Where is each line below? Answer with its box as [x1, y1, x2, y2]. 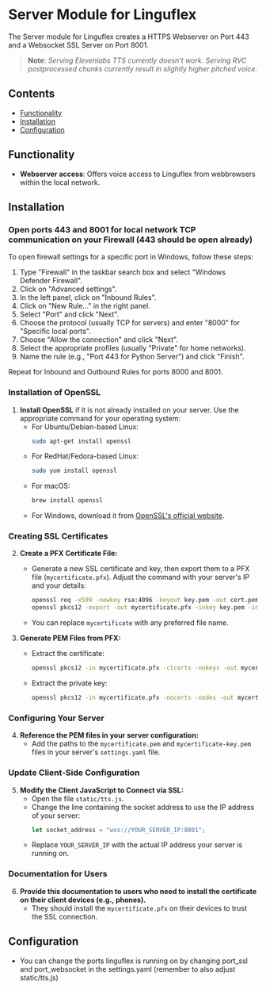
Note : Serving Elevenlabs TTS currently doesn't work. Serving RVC [27, 56, 247, 65]
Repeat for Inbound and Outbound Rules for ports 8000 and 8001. [8, 367, 223, 377]
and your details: [31, 581, 87, 590]
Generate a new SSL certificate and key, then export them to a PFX [31, 564, 250, 574]
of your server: [31, 811, 81, 820]
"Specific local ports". [19, 327, 91, 336]
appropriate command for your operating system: [19, 413, 180, 423]
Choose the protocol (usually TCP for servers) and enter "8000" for [19, 318, 240, 328]
